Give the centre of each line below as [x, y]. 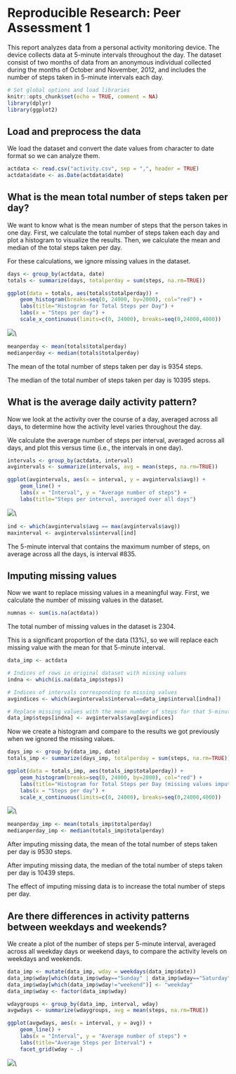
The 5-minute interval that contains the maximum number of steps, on [109, 546]
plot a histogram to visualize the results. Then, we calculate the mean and [114, 240]
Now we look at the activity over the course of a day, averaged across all [112, 419]
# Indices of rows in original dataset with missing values [97, 673]
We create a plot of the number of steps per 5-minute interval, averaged [112, 944]
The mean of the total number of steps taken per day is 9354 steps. [105, 366]
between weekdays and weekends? [87, 927]
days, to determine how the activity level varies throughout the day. [105, 426]
